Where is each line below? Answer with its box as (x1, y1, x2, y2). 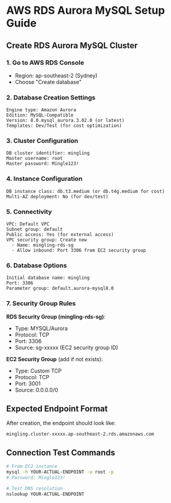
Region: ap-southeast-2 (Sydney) (14, 72, 98, 79)
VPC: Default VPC (6, 221, 50, 227)
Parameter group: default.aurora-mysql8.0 (6, 285, 114, 291)
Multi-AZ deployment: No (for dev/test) (6, 194, 109, 200)
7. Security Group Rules (6, 299, 76, 308)
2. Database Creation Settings (6, 93, 96, 102)
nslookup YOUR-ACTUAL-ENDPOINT (6, 491, 85, 497)
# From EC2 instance (6, 463, 58, 469)
